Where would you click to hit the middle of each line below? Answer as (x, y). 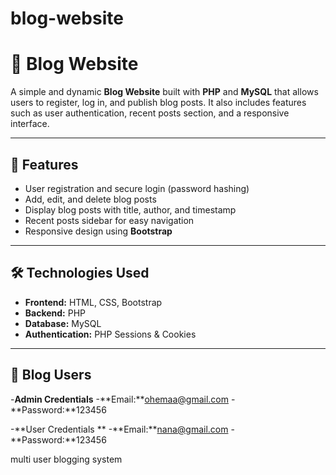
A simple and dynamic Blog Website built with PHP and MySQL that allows (164, 92)
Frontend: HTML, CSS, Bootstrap (93, 302)
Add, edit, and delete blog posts (90, 199)
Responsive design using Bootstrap (98, 231)
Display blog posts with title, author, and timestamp (130, 209)
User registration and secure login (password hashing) (137, 188)
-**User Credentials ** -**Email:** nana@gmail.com (119, 429)
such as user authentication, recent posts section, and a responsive (150, 113)
